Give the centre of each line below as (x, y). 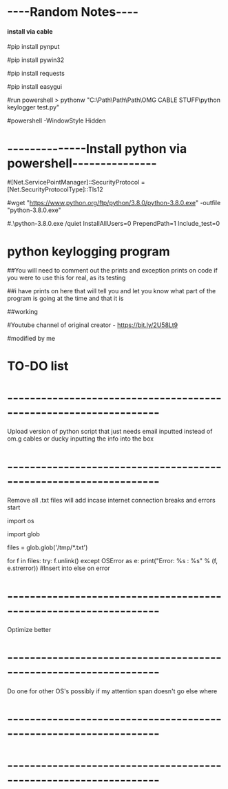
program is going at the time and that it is (65, 298)
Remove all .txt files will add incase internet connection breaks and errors (111, 501)
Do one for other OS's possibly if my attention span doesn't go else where (112, 691)
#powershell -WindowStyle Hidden (56, 120)
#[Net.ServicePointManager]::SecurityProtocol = (76, 182)
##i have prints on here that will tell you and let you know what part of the (112, 291)
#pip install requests (36, 74)
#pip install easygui (35, 87)
